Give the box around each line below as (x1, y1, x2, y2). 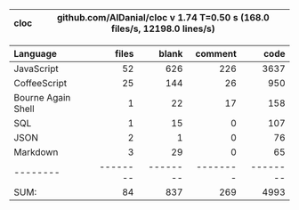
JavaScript (13, 62, 60, 75)
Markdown (13, 146, 59, 158)
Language (13, 48, 58, 60)
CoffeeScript (13, 77, 68, 89)
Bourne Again (13, 92, 71, 103)
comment (195, 48, 238, 60)
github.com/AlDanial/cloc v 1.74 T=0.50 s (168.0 (56, 12, 270, 23)
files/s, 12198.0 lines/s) (110, 22, 215, 35)
